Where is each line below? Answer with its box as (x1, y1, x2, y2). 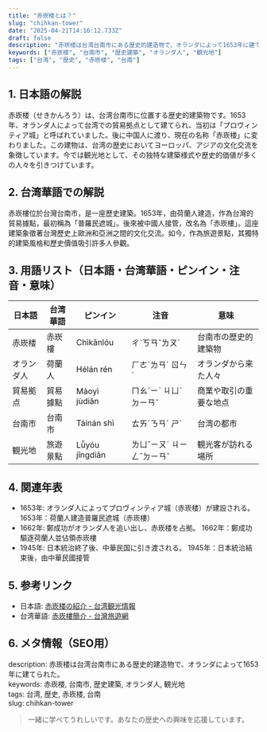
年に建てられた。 (8, 669, 64, 679)
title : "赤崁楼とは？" (8, 11, 76, 20)
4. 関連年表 (8, 480, 63, 494)
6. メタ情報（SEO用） (8, 636, 115, 650)
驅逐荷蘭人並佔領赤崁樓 (19, 533, 97, 542)
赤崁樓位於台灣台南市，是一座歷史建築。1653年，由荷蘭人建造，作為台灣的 (8, 208, 254, 217)
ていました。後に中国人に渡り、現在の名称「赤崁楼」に (70, 130, 252, 139)
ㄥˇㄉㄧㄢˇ (130, 451, 171, 462)
